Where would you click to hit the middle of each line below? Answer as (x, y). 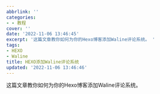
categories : (21, 17)
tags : (13, 46)
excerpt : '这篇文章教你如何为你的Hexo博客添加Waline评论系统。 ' (81, 40)
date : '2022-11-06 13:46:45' (43, 34)
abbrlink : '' (23, 12)
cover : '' (19, 28)
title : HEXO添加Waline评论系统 (43, 62)
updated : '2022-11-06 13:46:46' (47, 67)
